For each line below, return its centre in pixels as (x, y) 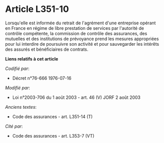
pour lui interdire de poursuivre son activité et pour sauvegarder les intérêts (82, 44)
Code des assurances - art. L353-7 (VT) (53, 136)
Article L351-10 (37, 9)
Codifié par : (17, 69)
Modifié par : (18, 87)
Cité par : (14, 126)
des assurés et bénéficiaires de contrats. (47, 49)
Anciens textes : (21, 107)
